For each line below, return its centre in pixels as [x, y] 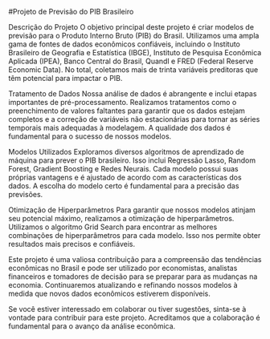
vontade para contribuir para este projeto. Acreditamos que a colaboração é [134, 317]
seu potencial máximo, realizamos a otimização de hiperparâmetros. [121, 218]
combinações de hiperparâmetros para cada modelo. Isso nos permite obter [135, 235]
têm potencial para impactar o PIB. [65, 78]
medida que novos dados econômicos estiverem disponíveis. [109, 293]
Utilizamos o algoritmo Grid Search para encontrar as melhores [113, 227]
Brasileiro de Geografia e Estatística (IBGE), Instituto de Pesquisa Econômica [135, 52]
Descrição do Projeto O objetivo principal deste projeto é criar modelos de [131, 27]
